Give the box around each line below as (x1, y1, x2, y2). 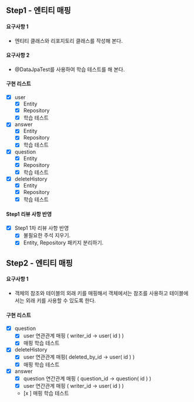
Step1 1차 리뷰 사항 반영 (14, 224, 69, 231)
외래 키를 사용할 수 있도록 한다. (25, 297, 96, 304)
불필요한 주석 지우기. (23, 232, 71, 239)
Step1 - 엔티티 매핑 (6, 5, 72, 16)
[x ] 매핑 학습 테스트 (23, 389, 69, 397)
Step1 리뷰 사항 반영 (6, 210, 52, 217)
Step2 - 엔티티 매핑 (6, 258, 73, 268)
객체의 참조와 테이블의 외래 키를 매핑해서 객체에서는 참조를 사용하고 (14, 289, 168, 297)
